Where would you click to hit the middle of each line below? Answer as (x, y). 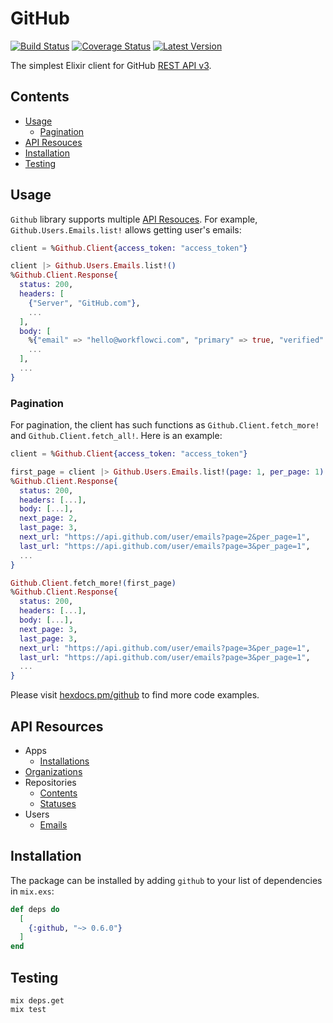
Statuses (58, 804)
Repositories (50, 783)
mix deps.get (37, 1001)
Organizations (53, 772)
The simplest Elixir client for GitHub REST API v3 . (111, 65)
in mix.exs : (32, 891)
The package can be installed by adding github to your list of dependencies (166, 880)
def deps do (35, 909)
